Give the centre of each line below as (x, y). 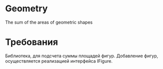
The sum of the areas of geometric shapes (49, 22)
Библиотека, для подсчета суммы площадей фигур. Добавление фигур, (82, 56)
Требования (32, 42)
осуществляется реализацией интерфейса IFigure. (59, 61)
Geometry (27, 9)
